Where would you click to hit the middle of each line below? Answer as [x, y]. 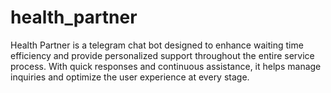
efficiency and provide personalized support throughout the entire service [162, 55]
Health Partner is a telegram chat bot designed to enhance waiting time [157, 45]
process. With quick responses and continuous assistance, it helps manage [166, 66]
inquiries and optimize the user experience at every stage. [130, 77]
